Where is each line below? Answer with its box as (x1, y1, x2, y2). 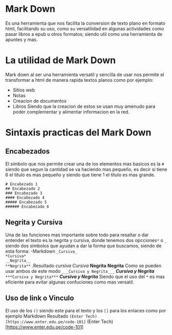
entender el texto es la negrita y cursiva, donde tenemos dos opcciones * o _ (5, 237, 167, 243)
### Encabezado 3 (5, 191, 43, 196)
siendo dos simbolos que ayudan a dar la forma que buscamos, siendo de (5, 243, 162, 249)
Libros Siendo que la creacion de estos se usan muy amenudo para (12, 103, 156, 109)
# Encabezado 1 (5, 181, 38, 187)
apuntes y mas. (5, 36, 38, 43)
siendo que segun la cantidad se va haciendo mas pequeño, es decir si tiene (5, 166, 167, 172)
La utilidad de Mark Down (5, 54, 116, 66)
